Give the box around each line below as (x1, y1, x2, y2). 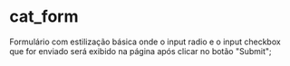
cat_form (9, 6, 79, 27)
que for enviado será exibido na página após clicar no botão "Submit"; (9, 45, 272, 56)
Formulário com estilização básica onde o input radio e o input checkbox (9, 36, 281, 47)
